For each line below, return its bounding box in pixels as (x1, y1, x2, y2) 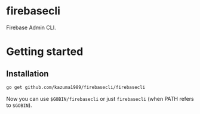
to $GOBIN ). (6, 101, 32, 109)
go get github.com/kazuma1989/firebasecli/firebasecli (6, 84, 146, 90)
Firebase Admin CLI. (6, 24, 56, 31)
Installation (6, 69, 49, 79)
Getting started (6, 45, 84, 58)
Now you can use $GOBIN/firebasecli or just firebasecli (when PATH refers (6, 95, 194, 102)
